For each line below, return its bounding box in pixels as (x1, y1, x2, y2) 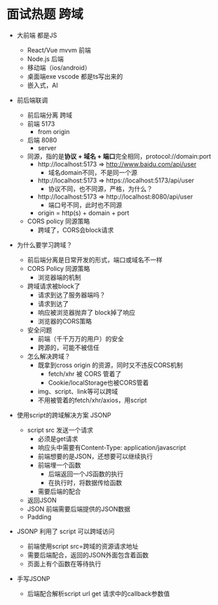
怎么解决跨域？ (27, 352, 71, 360)
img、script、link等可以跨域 (37, 387, 118, 395)
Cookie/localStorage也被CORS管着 (48, 378, 149, 387)
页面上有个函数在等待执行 (27, 559, 102, 568)
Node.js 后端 (27, 54, 64, 63)
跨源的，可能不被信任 (37, 343, 100, 352)
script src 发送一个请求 (27, 425, 94, 434)
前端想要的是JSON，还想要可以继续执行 (37, 452, 154, 460)
